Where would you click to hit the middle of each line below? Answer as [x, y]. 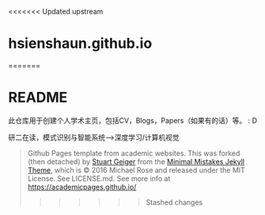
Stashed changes [174, 202]
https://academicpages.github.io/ [82, 186]
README [38, 98]
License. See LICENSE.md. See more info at [99, 179]
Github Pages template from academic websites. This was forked [134, 153]
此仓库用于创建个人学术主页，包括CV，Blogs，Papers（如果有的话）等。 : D [133, 120]
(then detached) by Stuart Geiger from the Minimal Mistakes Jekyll [136, 161]
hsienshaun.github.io [80, 44]
